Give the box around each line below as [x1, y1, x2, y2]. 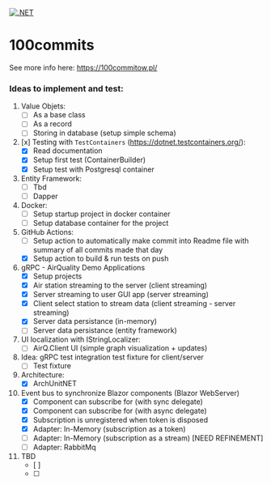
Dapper [32, 191, 59, 201]
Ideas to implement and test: [9, 83, 124, 94]
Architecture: [20, 370, 65, 380]
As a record [32, 119, 72, 129]
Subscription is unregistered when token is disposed [32, 415, 209, 424]
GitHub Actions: [20, 227, 74, 236]
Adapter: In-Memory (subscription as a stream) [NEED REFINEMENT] [32, 433, 264, 443]
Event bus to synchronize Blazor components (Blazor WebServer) [20, 388, 240, 398]
